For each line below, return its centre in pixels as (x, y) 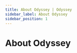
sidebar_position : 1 (27, 19)
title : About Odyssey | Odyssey (38, 10)
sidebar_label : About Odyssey (37, 14)
